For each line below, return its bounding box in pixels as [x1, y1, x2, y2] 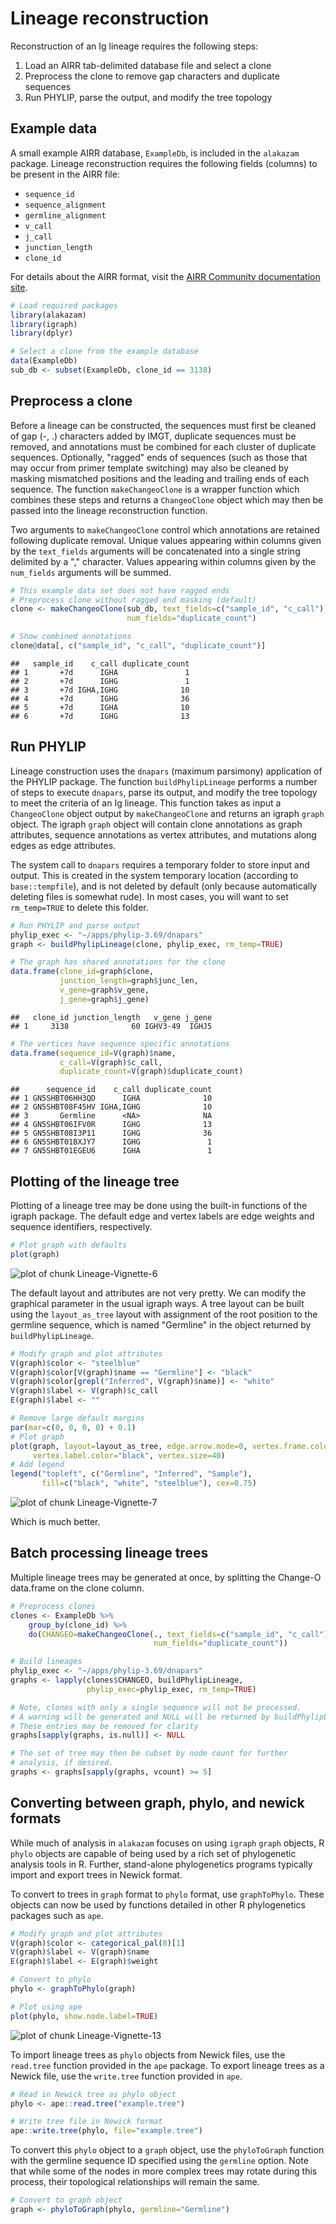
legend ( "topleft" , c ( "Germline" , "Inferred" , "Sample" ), [10, 1469, 253, 1479]
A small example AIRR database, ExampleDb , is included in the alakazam [10, 147, 300, 159]
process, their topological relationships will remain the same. [10, 2176, 260, 2188]
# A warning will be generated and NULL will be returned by [10, 1712, 271, 1722]
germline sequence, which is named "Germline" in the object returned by [10, 1318, 312, 1331]
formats [10, 1810, 62, 1827]
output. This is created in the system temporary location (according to [10, 869, 299, 881]
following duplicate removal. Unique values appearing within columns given [10, 534, 322, 546]
